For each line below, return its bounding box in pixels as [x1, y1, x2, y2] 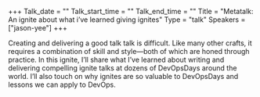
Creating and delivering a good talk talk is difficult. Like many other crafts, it [8, 38, 252, 48]
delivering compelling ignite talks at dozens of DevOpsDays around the [8, 63, 237, 73]
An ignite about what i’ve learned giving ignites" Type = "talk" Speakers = [8, 15, 246, 24]
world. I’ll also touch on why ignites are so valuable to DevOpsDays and [8, 72, 239, 81]
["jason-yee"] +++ [8, 23, 68, 32]
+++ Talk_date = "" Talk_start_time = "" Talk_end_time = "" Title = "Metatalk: [8, 7, 254, 16]
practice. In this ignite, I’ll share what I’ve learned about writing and [8, 55, 225, 64]
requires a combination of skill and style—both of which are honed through [8, 47, 250, 56]
